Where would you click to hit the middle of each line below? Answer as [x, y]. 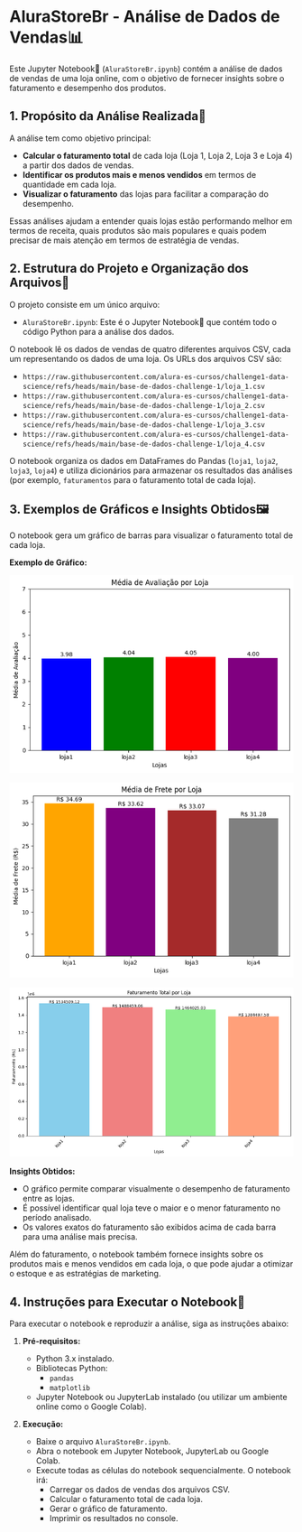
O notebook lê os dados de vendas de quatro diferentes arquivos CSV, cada [150, 348]
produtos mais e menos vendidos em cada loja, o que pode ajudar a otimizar [151, 1264]
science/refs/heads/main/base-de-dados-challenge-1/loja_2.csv [144, 405]
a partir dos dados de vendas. [78, 165]
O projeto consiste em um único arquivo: [85, 304]
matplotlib [69, 1388]
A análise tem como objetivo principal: [80, 138]
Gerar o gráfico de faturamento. [109, 1509]
